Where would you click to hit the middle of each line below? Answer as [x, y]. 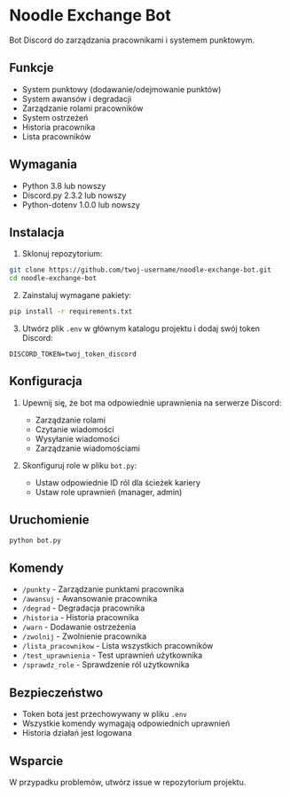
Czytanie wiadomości [75, 429]
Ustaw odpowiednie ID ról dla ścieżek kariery [118, 482]
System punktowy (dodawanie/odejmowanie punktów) [121, 89]
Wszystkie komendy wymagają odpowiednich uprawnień [126, 723]
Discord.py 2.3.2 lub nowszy [74, 195]
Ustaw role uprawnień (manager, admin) [109, 492]
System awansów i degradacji [77, 99]
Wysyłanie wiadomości [77, 438]
